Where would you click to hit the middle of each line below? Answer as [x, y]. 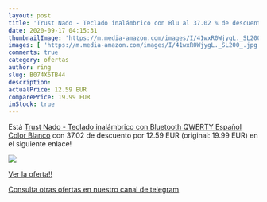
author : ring [30, 68]
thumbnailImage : [35, 38]
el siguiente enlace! [40, 144]
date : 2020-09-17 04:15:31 [53, 30]
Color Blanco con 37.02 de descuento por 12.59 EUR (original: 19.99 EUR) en [133, 135]
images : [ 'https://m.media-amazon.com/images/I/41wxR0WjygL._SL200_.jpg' [135, 45]
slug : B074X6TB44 [37, 75]
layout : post [30, 16]
